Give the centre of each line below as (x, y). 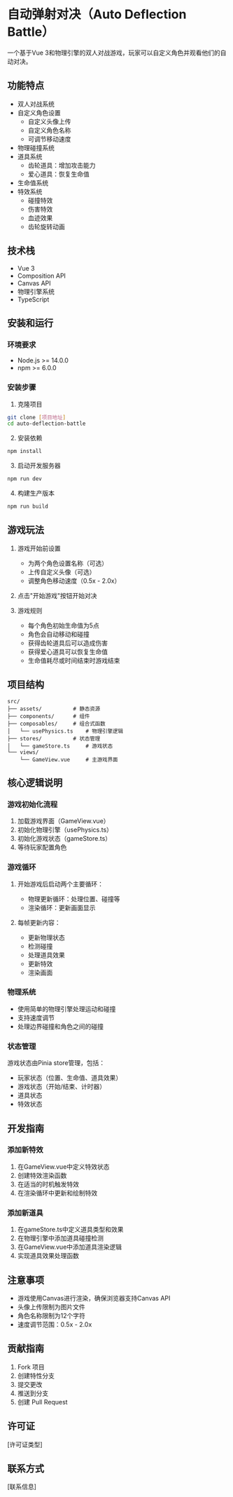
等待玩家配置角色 (42, 847)
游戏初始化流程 (33, 804)
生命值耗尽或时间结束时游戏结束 (74, 661)
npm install (24, 452)
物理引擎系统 (36, 291)
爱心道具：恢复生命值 (58, 174)
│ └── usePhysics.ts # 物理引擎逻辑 (65, 731)
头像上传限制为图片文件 (51, 1307)
